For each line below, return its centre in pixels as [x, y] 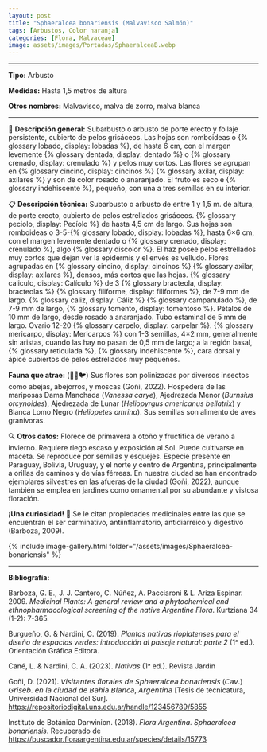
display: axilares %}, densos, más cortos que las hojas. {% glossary [119, 275]
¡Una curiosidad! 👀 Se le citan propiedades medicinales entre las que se [127, 514]
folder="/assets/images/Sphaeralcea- [170, 547]
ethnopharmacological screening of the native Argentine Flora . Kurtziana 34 [133, 610]
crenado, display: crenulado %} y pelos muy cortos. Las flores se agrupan [130, 163]
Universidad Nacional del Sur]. [58, 699]
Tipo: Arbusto [31, 76]
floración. [24, 499]
